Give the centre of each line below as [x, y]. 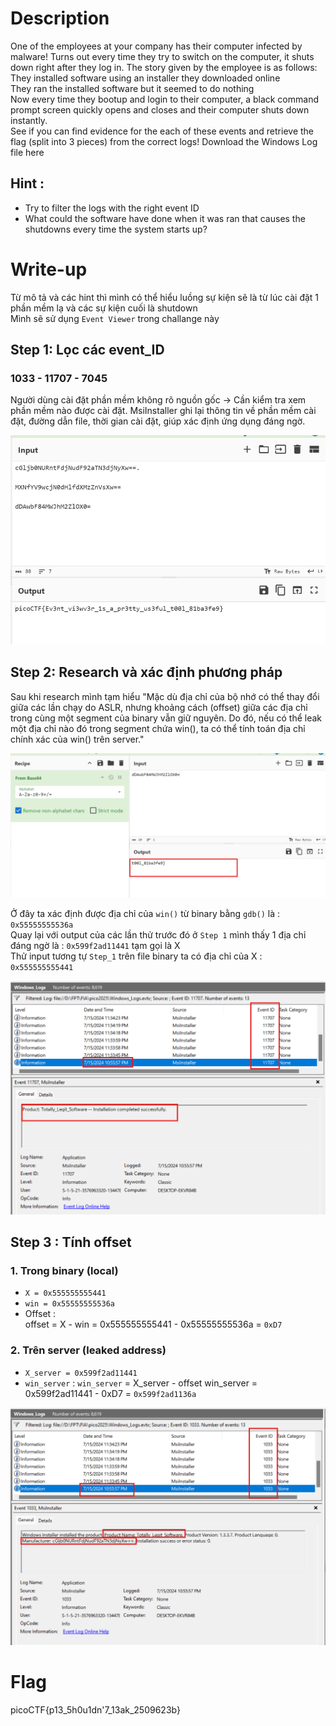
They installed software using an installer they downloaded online [145, 78]
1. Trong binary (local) [64, 1270]
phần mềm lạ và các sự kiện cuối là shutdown [104, 308]
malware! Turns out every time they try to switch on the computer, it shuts [162, 56]
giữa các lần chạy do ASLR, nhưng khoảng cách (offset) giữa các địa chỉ [159, 707]
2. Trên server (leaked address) [88, 1350]
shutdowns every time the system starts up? [116, 229]
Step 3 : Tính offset [71, 1242]
